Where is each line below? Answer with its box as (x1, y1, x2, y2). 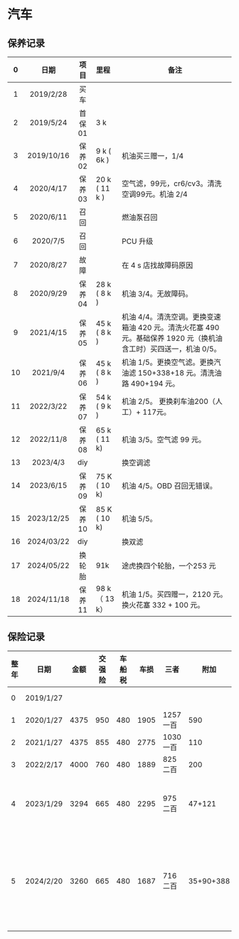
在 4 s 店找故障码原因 (122, 260, 193, 270)
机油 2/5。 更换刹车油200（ (122, 396, 216, 406)
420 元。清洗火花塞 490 (137, 323, 220, 332)
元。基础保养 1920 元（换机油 (122, 334, 223, 343)
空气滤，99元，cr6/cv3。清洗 (122, 179, 222, 189)
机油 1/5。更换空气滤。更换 (122, 357, 215, 367)
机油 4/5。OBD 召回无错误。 (122, 481, 217, 491)
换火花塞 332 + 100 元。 (122, 600, 205, 610)
